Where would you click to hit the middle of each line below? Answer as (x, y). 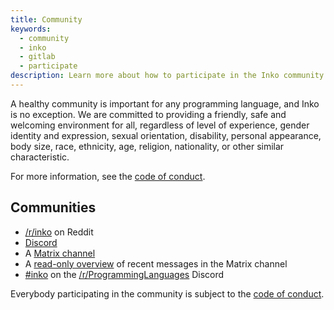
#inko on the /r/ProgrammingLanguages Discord (124, 274)
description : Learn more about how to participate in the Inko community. (169, 76)
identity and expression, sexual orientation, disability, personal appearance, (166, 135)
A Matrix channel (60, 253)
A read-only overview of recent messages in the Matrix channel (156, 263)
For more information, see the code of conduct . (108, 176)
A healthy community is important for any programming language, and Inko (165, 103)
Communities (53, 207)
